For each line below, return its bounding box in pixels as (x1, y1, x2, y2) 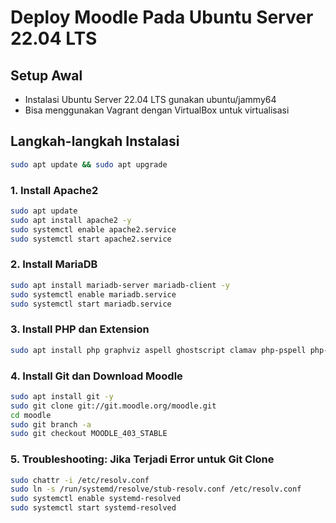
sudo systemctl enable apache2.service (10, 224, 177, 235)
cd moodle (10, 410, 52, 420)
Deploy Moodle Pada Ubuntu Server (10, 6, 314, 29)
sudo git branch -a (10, 419, 92, 430)
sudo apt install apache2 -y (10, 215, 132, 225)
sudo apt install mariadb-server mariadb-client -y (10, 280, 230, 290)
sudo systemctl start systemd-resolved (10, 503, 177, 513)
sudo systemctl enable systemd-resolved (10, 494, 182, 504)
